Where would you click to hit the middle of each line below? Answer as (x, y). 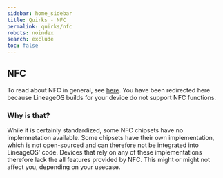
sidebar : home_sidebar (40, 13)
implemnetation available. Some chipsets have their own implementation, (111, 138)
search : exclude (30, 39)
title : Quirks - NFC (37, 20)
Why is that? (29, 115)
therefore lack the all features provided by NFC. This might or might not (109, 160)
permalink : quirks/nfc (40, 26)
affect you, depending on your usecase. (64, 167)
